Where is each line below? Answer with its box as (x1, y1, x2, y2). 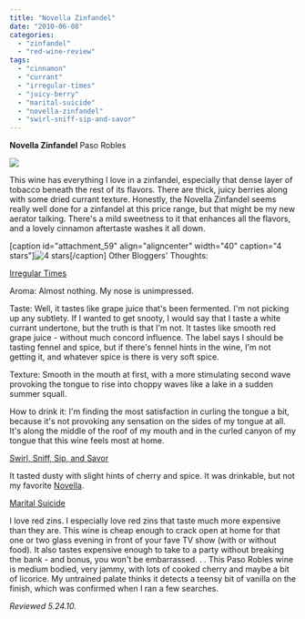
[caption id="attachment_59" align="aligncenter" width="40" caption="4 (9, 240, 282, 251)
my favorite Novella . (9, 480, 85, 492)
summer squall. (9, 389, 67, 400)
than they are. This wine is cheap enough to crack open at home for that (9, 525, 280, 536)
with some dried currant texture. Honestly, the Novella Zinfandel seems (9, 194, 277, 205)
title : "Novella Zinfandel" (9, 13, 117, 23)
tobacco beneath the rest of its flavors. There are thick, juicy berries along (9, 184, 289, 196)
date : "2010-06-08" (9, 22, 84, 31)
